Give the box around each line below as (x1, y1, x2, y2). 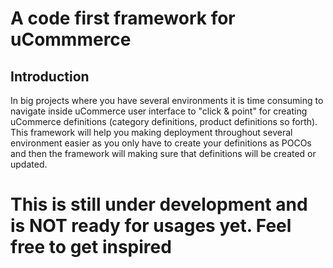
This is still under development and (10, 193, 308, 216)
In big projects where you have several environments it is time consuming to (10, 95, 324, 106)
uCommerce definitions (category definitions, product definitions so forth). (10, 116, 318, 127)
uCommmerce (10, 28, 132, 51)
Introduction (10, 68, 90, 85)
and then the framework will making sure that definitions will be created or (10, 148, 317, 159)
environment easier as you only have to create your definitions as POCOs (10, 137, 312, 149)
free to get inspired (10, 236, 172, 259)
